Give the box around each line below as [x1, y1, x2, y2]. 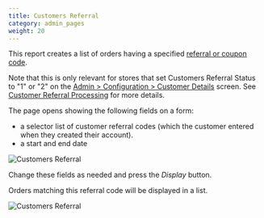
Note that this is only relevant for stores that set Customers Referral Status [8, 73, 256, 83]
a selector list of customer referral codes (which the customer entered [19, 122, 254, 132]
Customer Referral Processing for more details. [8, 90, 166, 100]
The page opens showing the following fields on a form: [8, 106, 194, 115]
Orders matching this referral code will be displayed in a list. [8, 186, 208, 195]
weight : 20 [8, 27, 45, 35]
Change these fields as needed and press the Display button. [8, 170, 212, 180]
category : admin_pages [8, 19, 85, 27]
